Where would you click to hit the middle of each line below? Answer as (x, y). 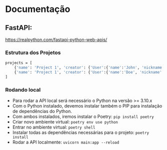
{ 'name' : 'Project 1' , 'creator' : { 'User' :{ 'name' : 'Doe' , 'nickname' (88, 72)
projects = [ (19, 63)
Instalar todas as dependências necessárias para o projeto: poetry (80, 132)
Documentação (38, 9)
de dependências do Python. (42, 111)
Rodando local (23, 89)
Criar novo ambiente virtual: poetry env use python (65, 122)
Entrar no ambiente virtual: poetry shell (54, 127)
